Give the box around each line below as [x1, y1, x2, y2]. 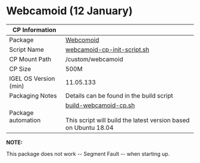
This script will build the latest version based [65, 116, 190, 124]
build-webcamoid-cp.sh [65, 101, 135, 109]
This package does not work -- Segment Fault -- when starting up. [6, 150, 170, 157]
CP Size [9, 64, 32, 73]
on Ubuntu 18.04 [65, 123, 114, 131]
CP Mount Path [9, 55, 52, 63]
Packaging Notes [9, 91, 57, 99]
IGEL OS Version [9, 74, 55, 83]
